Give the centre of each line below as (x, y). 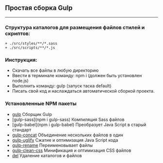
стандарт (22, 130)
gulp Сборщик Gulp (32, 114)
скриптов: (18, 33)
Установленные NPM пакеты (41, 104)
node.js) (20, 81)
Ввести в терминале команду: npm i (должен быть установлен (77, 76)
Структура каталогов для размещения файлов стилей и (75, 27)
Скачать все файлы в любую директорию (55, 70)
